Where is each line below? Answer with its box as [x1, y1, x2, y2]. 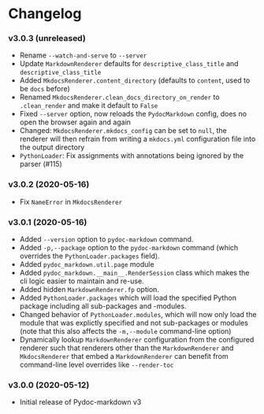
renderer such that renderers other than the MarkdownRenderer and [19, 343, 234, 353]
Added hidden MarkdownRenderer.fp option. [19, 285, 160, 294]
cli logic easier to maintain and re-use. [19, 276, 144, 286]
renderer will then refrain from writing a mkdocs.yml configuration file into [19, 135, 256, 144]
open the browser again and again [19, 117, 132, 127]
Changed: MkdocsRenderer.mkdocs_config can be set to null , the [19, 126, 227, 135]
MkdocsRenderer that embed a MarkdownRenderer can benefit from [19, 352, 229, 361]
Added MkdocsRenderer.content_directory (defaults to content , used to [19, 76, 251, 85]
